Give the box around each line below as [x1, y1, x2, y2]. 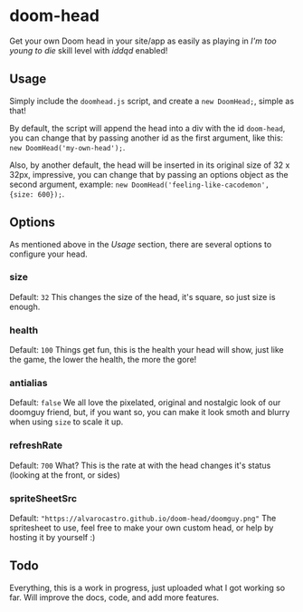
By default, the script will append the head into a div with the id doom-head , [9, 122, 286, 133]
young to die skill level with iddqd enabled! [9, 44, 168, 55]
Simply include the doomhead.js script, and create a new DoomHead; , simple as [9, 95, 295, 106]
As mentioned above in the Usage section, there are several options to [9, 238, 272, 249]
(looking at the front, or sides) [9, 469, 120, 481]
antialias [9, 377, 48, 390]
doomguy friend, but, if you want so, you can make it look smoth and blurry [9, 407, 290, 418]
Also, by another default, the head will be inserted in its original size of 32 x [9, 160, 290, 170]
